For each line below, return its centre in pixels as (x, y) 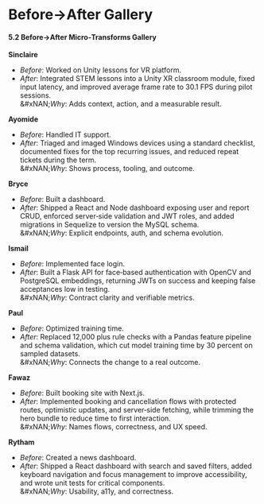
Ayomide (23, 119)
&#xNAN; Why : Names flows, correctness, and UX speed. (114, 427)
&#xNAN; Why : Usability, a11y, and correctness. (97, 491)
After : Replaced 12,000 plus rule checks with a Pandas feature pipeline (136, 337)
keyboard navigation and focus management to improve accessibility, (134, 475)
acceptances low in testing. (65, 289)
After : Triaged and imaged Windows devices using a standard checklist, (138, 143)
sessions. (35, 95)
